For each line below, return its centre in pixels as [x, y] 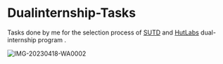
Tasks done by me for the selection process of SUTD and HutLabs [103, 32]
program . [52, 39]
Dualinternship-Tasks [72, 13]
